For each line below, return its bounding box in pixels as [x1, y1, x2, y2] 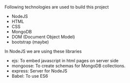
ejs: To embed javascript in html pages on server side [11, 58, 119, 63]
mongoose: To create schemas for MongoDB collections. [11, 63, 126, 69]
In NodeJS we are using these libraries [4, 48, 82, 54]
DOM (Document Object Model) [11, 34, 75, 40]
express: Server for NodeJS [11, 68, 67, 74]
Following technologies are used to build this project [4, 4, 109, 10]
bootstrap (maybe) [11, 39, 49, 45]
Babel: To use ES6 [11, 73, 49, 79]
